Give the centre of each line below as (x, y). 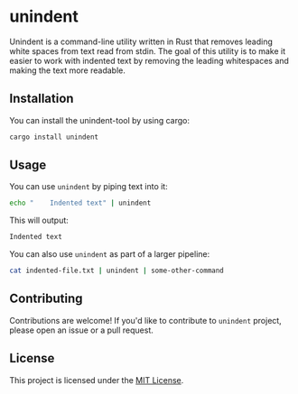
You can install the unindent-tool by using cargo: (100, 120)
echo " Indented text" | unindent (80, 203)
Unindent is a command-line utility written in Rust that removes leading (141, 41)
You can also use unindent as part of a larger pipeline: (110, 254)
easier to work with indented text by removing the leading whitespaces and (149, 60)
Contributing (46, 299)
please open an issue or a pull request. (81, 330)
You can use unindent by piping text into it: (89, 187)
